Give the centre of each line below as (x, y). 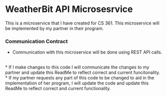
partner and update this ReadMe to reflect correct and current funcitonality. (83, 72)
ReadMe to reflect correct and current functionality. (58, 88)
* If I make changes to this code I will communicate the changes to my (77, 67)
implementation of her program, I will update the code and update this (77, 83)
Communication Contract (37, 41)
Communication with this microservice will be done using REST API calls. (87, 52)
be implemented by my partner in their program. (54, 28)
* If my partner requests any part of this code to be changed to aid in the (80, 78)
